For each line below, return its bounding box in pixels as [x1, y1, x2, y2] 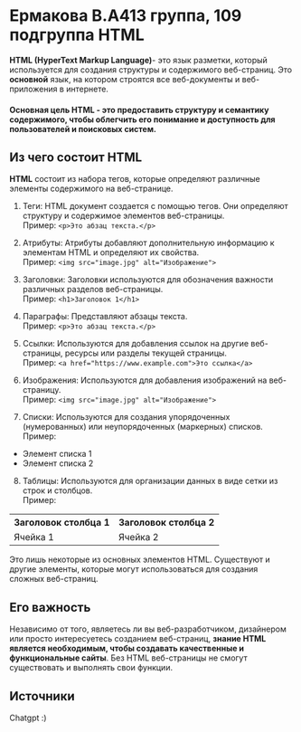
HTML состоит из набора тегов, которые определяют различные [9, 174, 260, 185]
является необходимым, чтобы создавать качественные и [9, 643, 245, 654]
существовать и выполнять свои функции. [9, 662, 174, 673]
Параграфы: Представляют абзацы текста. [22, 311, 188, 322]
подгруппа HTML [9, 24, 145, 45]
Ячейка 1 [14, 531, 54, 544]
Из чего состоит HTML [9, 149, 143, 165]
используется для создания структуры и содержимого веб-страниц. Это [9, 64, 292, 75]
